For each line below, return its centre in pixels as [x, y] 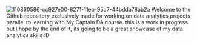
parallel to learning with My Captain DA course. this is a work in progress [97, 22]
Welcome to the [171, 9]
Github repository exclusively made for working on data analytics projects [98, 16]
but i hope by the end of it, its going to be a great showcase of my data [95, 29]
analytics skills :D [28, 35]
